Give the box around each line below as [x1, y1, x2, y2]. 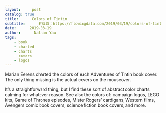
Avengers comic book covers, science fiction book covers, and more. [5, 102, 147, 108]
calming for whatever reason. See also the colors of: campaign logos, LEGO [5, 92, 160, 98]
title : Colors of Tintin [5, 16, 68, 21]
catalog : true [5, 12, 35, 17]
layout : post [5, 7, 41, 12]
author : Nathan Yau [5, 30, 56, 35]
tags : [5, 35, 16, 40]
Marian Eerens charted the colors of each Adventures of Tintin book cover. [5, 71, 158, 77]
